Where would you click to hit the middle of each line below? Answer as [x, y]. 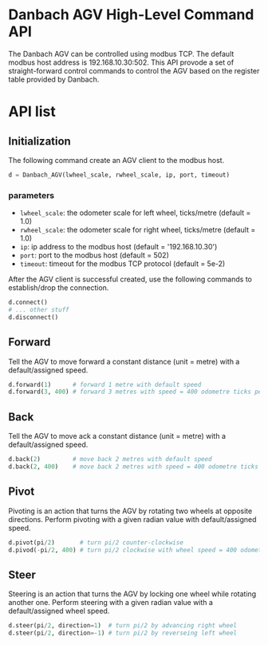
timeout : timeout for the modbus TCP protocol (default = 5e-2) [122, 264]
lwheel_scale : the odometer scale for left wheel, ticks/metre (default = [135, 213]
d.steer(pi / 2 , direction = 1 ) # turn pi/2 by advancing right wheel [123, 626]
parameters [31, 195]
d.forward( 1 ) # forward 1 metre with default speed [105, 384]
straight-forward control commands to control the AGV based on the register [134, 70]
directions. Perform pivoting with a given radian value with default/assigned [132, 519]
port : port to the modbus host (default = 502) [94, 255]
